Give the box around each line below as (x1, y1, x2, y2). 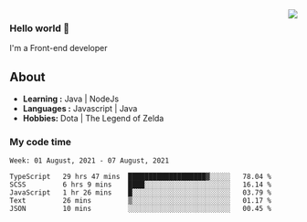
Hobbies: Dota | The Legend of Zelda (22, 113, 164, 124)
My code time (9, 136, 71, 149)
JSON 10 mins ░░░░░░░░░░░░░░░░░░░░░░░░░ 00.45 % (9, 205, 272, 214)
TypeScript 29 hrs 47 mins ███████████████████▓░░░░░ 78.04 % (9, 173, 272, 182)
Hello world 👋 (9, 22, 70, 35)
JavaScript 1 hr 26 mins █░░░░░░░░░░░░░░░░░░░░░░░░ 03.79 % (9, 188, 272, 197)
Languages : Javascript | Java (22, 103, 138, 114)
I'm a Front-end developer (9, 43, 108, 54)
